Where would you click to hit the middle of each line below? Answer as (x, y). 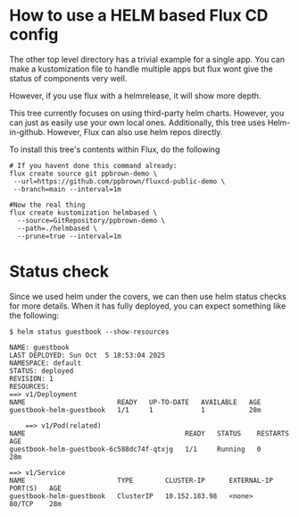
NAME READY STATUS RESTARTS (149, 433)
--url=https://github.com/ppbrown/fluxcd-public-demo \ (119, 181)
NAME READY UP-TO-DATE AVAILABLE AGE (135, 402)
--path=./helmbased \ (58, 228)
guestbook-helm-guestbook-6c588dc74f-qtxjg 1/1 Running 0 (135, 449)
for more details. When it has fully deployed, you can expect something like (148, 306)
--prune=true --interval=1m (70, 236)
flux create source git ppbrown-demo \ (83, 174)
